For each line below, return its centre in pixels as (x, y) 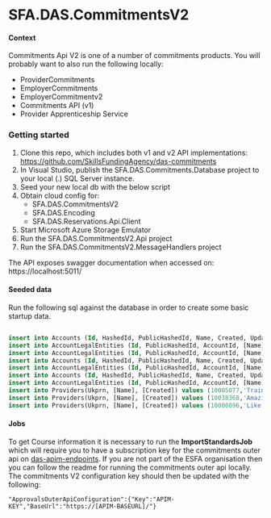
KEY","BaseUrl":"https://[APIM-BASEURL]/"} (83, 506)
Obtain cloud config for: (59, 195)
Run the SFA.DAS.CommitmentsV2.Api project (96, 238)
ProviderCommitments (57, 80)
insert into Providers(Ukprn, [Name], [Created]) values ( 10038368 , (126, 398)
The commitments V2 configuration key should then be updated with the (129, 476)
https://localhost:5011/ (45, 271)
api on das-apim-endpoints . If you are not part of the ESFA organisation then (135, 458)
